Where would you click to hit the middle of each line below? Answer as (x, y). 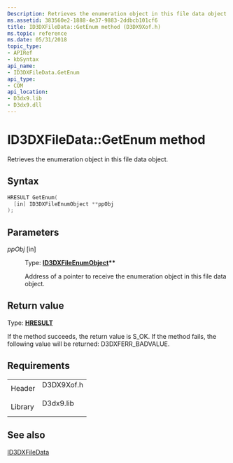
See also (26, 435)
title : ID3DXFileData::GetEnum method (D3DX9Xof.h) (84, 27)
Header (23, 388)
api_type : (22, 79)
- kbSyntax (23, 60)
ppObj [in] (22, 249)
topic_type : (24, 46)
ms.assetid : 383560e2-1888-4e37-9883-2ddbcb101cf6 (83, 20)
